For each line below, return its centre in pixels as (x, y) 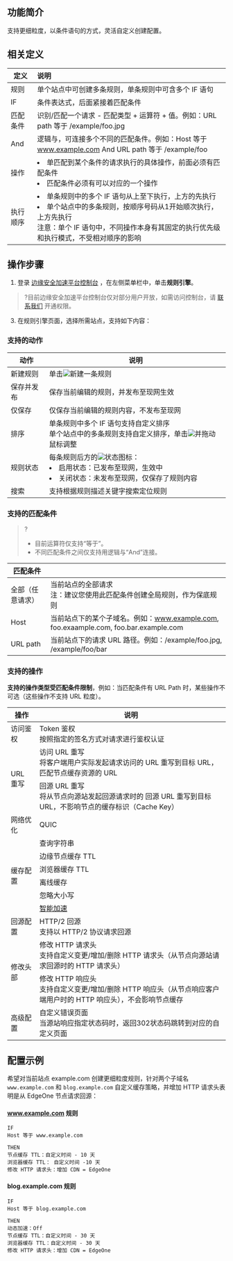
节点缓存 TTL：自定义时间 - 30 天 (51, 1235)
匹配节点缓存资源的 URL (78, 773)
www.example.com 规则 (43, 1113)
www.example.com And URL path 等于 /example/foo (122, 149)
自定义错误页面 (64, 1013)
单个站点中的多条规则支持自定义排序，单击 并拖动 (132, 434)
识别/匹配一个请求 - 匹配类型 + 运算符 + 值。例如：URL (127, 115)
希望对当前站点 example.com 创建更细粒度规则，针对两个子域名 (98, 1078)
